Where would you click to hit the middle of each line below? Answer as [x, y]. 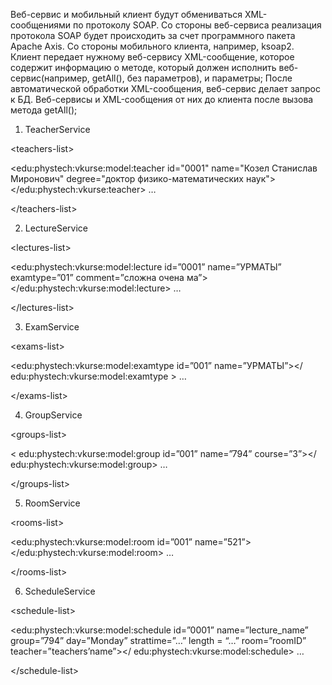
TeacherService [57, 129]
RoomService [52, 503]
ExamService [52, 327]
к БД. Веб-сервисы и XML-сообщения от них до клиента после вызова [162, 99]
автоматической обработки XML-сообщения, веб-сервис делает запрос [165, 88]
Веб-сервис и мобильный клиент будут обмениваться [126, 14]
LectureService [56, 228]
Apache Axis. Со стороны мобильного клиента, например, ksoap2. [152, 46]
